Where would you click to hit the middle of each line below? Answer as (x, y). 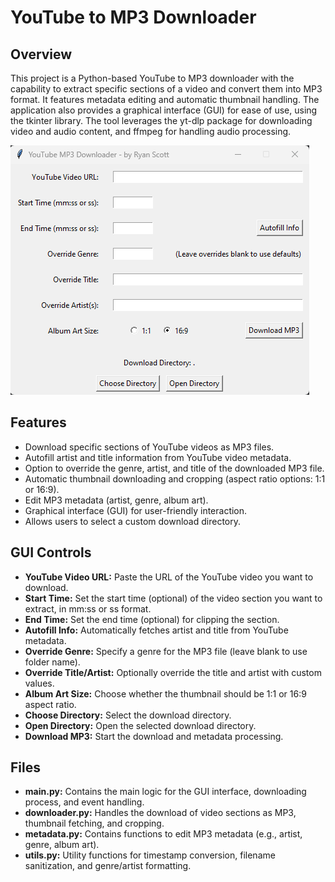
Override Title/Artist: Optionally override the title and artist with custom (173, 672)
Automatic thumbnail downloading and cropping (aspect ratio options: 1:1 (175, 478)
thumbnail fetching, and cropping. (94, 823)
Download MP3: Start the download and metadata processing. (154, 736)
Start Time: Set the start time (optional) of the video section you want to (173, 598)
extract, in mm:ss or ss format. (88, 608)
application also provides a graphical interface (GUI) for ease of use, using (164, 110)
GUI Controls (51, 552)
